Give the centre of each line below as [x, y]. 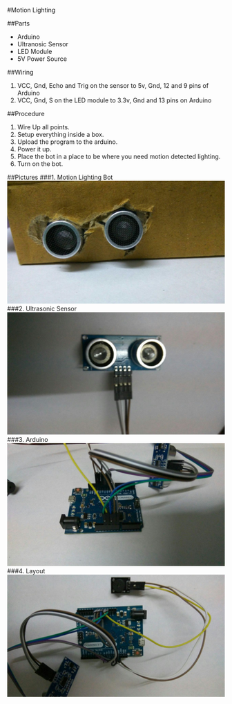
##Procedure [26, 114]
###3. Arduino [28, 439]
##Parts [18, 23]
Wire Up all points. [43, 127]
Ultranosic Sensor [43, 44]
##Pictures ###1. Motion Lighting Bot [60, 177]
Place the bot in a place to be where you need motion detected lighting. [119, 156]
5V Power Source [42, 59]
